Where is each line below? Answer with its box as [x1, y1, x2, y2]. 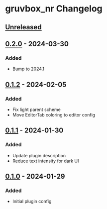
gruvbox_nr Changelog [5, 3, 103, 14]
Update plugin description [12, 152, 66, 158]
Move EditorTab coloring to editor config [12, 111, 96, 117]
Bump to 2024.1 [12, 66, 45, 72]
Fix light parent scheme [12, 106, 61, 112]
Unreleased [5, 23, 42, 31]
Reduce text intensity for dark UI [12, 158, 79, 164]
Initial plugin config [12, 199, 52, 205]
